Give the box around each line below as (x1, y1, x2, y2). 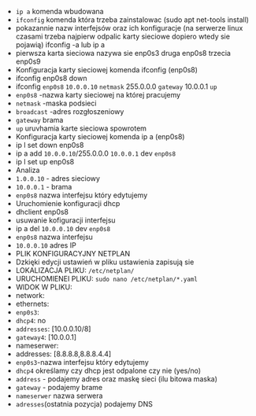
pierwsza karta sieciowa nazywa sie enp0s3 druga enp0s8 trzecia (15, 49, 231, 57)
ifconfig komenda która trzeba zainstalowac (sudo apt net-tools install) (15, 15, 250, 24)
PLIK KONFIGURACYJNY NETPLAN (15, 249, 131, 258)
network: (15, 291, 45, 300)
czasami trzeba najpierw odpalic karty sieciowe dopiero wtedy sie (15, 31, 231, 41)
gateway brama (15, 116, 64, 124)
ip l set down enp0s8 (15, 141, 84, 149)
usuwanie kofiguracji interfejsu (15, 215, 116, 225)
